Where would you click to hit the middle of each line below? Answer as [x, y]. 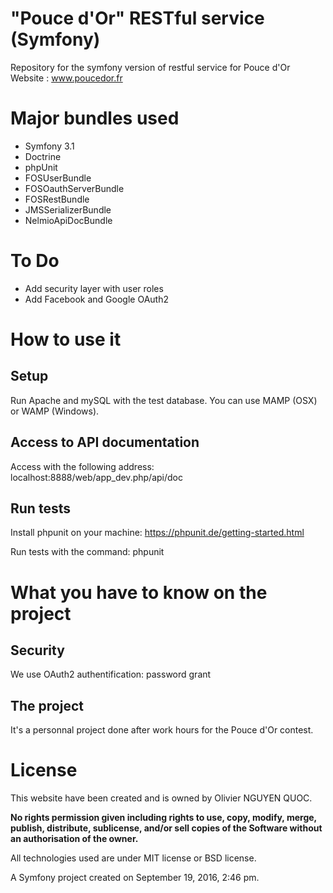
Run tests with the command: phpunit [87, 552]
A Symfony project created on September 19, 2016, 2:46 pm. [135, 878]
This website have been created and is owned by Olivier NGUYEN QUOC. [161, 798]
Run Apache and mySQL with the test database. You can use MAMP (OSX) [164, 400]
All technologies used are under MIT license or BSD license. [133, 858]
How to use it [66, 339]
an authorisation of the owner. [74, 839]
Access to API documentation [105, 442]
